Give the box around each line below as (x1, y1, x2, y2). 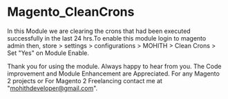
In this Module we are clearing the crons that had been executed (7, 27, 191, 35)
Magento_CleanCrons (7, 4, 135, 20)
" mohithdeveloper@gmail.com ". (7, 84, 98, 92)
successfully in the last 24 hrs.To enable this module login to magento (7, 34, 207, 42)
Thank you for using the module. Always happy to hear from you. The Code (7, 62, 222, 70)
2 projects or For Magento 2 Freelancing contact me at (7, 76, 162, 85)
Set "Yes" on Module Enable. (7, 49, 90, 57)
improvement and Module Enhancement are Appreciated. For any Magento (7, 69, 220, 78)
